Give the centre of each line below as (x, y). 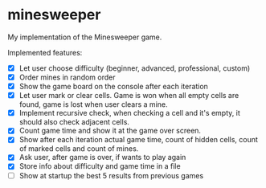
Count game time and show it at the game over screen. (110, 131)
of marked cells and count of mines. (79, 149)
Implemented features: (45, 52)
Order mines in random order (67, 77)
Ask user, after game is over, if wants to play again (102, 157)
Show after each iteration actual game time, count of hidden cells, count (139, 140)
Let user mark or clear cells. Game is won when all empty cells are (129, 96)
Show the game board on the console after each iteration (113, 87)
